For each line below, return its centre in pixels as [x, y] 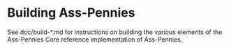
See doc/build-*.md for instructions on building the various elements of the [115, 32]
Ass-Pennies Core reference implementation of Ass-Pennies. [95, 39]
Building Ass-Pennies [71, 13]
